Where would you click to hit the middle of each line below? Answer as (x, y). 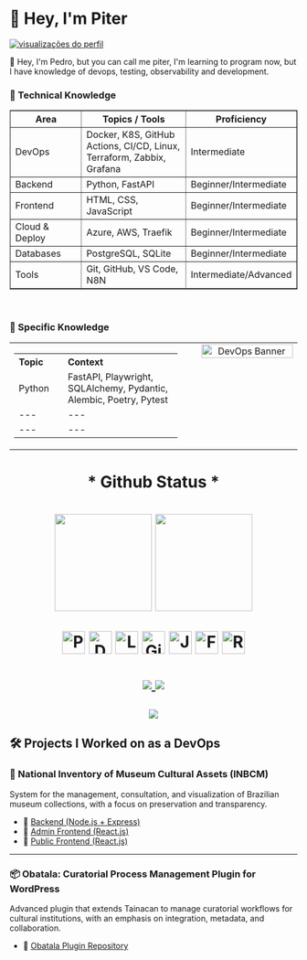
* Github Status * (153, 481)
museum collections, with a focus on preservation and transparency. (138, 804)
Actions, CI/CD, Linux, (133, 146)
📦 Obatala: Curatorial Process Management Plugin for (132, 874)
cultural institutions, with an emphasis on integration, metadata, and (137, 918)
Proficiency (242, 120)
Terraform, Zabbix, (126, 157)
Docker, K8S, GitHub (131, 134)
